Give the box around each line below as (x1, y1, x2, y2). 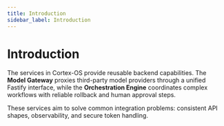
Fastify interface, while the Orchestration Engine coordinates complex (7, 83, 208, 92)
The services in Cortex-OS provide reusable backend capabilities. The (7, 69, 207, 77)
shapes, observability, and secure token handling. (7, 112, 148, 120)
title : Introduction (7, 10, 67, 17)
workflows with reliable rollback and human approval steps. (7, 91, 176, 99)
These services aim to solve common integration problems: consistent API (7, 104, 218, 112)
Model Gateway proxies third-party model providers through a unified (7, 76, 206, 85)
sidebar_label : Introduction (7, 17, 91, 23)
